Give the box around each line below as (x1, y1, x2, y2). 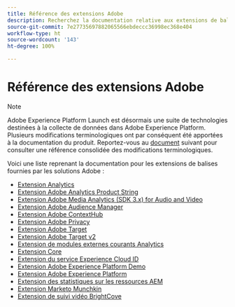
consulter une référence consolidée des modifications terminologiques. (7, 145, 213, 154)
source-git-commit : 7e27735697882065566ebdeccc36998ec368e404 (7, 23, 192, 30)
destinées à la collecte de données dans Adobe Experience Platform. (7, 123, 206, 132)
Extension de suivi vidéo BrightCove (17, 292, 122, 300)
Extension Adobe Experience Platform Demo (17, 262, 146, 271)
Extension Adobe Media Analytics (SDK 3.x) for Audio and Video (17, 195, 203, 203)
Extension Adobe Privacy (17, 217, 90, 226)
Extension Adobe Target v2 (17, 232, 97, 240)
